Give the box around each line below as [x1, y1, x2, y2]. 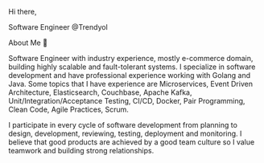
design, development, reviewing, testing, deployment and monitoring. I [8, 128, 242, 138]
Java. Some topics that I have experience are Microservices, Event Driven [8, 79, 254, 88]
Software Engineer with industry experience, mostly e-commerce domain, [8, 54, 254, 63]
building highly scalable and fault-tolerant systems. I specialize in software [8, 62, 256, 71]
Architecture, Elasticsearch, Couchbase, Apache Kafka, [8, 88, 192, 97]
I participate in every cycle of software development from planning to [8, 120, 237, 129]
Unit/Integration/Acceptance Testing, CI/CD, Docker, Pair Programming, [8, 96, 245, 105]
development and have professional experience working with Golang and [8, 71, 251, 79]
